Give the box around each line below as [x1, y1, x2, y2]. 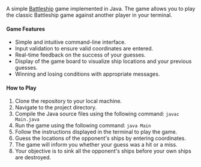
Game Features [6, 25, 45, 32]
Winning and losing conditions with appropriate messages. [14, 70, 160, 77]
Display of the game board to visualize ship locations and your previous [14, 58, 192, 65]
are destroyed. [14, 154, 52, 161]
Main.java [14, 117, 40, 123]
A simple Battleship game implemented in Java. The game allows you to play [6, 5, 196, 12]
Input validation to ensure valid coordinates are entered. [14, 45, 154, 52]
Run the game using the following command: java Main [14, 122, 151, 129]
